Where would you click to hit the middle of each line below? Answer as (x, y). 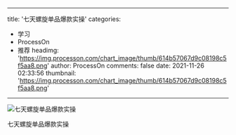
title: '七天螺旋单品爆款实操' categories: (64, 19)
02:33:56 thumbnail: (47, 73)
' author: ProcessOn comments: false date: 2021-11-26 (126, 65)
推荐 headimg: (38, 50)
